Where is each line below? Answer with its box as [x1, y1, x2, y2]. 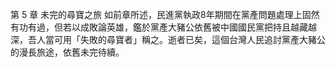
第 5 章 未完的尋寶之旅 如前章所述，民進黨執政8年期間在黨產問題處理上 [10, 9, 303, 20]
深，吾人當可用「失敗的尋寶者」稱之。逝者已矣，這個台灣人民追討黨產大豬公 [10, 34, 326, 45]
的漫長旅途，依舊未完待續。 [10, 46, 125, 58]
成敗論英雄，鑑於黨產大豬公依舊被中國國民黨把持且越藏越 [79, 21, 317, 33]
